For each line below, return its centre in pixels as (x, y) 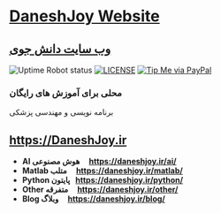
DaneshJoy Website (85, 16)
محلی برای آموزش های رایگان (65, 93)
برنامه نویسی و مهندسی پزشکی (61, 112)
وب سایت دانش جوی (60, 49)
